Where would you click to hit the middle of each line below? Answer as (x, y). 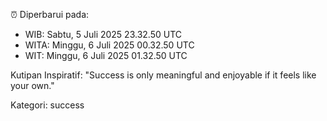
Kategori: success (47, 105)
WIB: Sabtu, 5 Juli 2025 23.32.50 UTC (103, 34)
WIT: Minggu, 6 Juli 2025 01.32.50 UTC (106, 55)
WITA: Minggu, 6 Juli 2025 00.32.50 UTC (109, 45)
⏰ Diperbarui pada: (50, 14)
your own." (32, 85)
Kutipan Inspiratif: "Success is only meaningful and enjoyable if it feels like (163, 75)
